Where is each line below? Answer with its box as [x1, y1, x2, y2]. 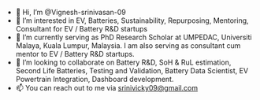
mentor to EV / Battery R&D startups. [15, 50, 136, 58]
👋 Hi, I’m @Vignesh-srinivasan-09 [15, 8, 126, 17]
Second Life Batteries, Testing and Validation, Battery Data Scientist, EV [15, 66, 249, 75]
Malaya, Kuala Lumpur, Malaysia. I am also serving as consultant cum [15, 41, 241, 50]
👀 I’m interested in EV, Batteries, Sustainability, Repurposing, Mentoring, [15, 16, 250, 25]
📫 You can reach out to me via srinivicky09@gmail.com [15, 83, 199, 92]
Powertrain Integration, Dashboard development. [15, 75, 174, 83]
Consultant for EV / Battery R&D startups [15, 24, 148, 33]
